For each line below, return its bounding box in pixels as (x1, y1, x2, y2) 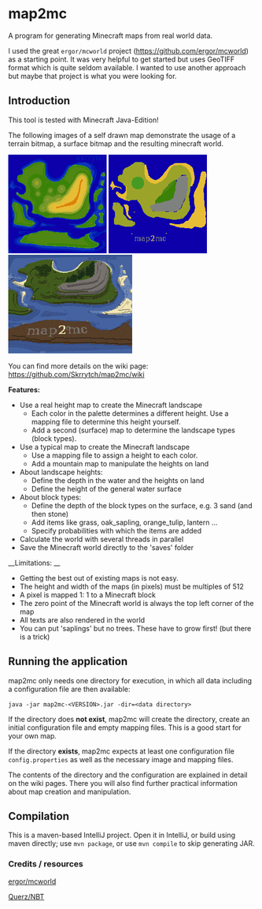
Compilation (8, 810, 69, 823)
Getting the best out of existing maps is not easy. (19, 573, 179, 582)
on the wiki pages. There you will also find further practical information (8, 778, 238, 787)
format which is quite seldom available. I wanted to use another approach (8, 62, 246, 72)
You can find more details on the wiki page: (8, 361, 149, 371)
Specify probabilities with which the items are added (31, 526, 202, 535)
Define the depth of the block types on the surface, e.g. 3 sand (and (31, 500, 253, 510)
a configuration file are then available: (8, 684, 131, 694)
